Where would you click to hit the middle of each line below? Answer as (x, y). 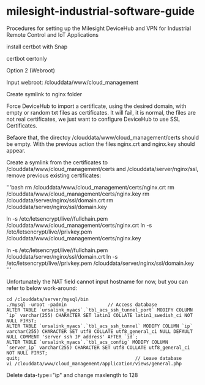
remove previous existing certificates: (54, 175)
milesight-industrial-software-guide (101, 11)
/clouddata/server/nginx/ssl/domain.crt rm (60, 200)
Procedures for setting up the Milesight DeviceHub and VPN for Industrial (99, 28)
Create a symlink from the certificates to (57, 162)
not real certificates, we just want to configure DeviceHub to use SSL (93, 119)
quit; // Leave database (94, 358)
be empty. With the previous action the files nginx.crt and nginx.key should (101, 144)
